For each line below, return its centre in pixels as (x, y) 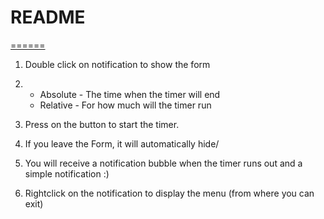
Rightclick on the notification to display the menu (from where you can (169, 193)
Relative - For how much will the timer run (125, 105)
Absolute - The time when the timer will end (130, 94)
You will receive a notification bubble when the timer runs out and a (163, 163)
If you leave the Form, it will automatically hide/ (122, 143)
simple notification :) (67, 173)
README (48, 17)
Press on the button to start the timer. (102, 124)
